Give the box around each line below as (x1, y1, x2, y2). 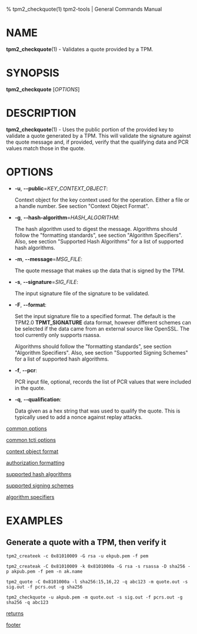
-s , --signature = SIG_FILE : (14, 278, 78, 285)
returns (6, 610, 24, 617)
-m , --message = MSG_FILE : (14, 255, 82, 262)
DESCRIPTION (6, 107, 76, 120)
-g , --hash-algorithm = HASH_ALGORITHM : (14, 214, 120, 221)
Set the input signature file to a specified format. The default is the (14, 312, 176, 319)
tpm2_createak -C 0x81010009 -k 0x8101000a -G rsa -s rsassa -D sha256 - (6, 563, 191, 569)
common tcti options (6, 436, 56, 443)
